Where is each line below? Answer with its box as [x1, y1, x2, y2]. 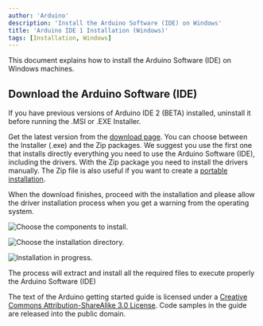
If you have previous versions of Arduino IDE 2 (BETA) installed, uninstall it [8, 108, 252, 118]
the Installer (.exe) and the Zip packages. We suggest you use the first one [8, 141, 253, 150]
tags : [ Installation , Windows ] [8, 33, 112, 42]
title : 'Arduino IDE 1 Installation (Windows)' [8, 26, 169, 34]
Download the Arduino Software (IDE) [8, 87, 198, 100]
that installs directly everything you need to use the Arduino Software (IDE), [8, 149, 256, 159]
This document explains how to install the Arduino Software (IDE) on [8, 56, 232, 65]
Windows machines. [8, 64, 75, 74]
